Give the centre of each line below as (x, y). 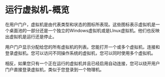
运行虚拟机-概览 (37, 10)
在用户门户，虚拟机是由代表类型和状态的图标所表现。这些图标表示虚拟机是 (80, 24)
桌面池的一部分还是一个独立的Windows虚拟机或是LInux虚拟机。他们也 (80, 30)
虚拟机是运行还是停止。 (33, 37)
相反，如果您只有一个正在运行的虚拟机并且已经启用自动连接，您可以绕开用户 (82, 63)
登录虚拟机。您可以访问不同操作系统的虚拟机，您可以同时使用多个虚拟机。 (80, 53)
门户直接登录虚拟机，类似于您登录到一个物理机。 (55, 69)
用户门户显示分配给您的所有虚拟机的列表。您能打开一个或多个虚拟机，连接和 (82, 47)
